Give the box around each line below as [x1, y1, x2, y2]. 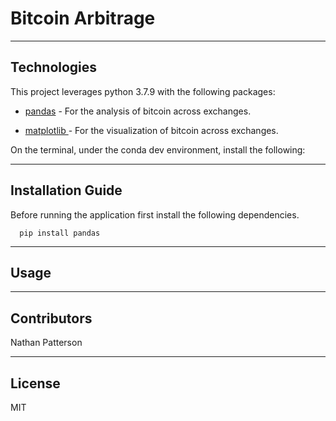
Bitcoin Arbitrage [10, 7, 156, 30]
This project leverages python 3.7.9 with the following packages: [10, 85, 276, 97]
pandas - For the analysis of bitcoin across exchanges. [24, 105, 252, 117]
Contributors [10, 310, 93, 327]
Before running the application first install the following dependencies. [10, 208, 300, 221]
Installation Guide [10, 182, 123, 199]
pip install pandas [19, 228, 101, 238]
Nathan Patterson [10, 337, 83, 349]
